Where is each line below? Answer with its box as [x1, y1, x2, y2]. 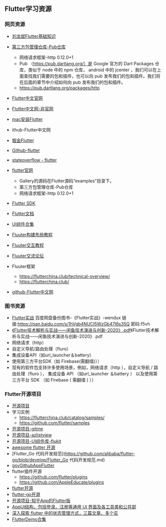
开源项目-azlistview [11, 432, 52, 438]
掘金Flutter [11, 137, 34, 143]
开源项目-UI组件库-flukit [11, 438, 62, 444]
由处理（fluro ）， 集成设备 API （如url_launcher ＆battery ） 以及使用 [11, 370, 154, 377]
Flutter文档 [11, 211, 34, 216]
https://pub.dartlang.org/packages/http [19, 85, 100, 91]
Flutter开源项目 [4, 390, 42, 397]
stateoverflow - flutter [11, 157, 57, 163]
